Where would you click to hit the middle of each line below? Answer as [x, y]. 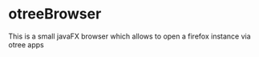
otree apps [26, 44]
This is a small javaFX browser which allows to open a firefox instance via [129, 36]
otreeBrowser [55, 14]
